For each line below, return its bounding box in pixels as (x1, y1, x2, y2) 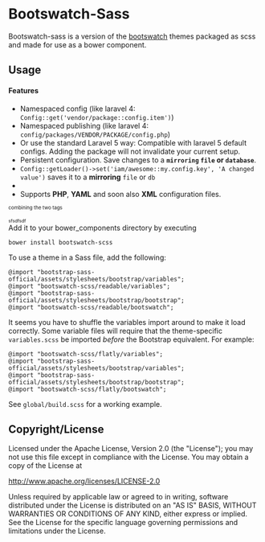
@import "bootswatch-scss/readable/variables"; (8, 282, 171, 290)
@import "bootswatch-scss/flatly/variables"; (8, 350, 163, 358)
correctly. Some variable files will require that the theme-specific (8, 326, 223, 335)
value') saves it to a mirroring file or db (19, 172, 156, 182)
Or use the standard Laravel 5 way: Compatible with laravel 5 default (19, 138, 247, 147)
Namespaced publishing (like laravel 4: (19, 121, 149, 130)
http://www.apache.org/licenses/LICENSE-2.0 (8, 476, 161, 487)
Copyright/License (8, 422, 104, 436)
